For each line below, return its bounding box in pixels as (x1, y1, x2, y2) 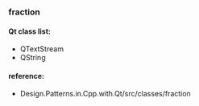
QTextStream (19, 44, 64, 54)
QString (19, 53, 46, 63)
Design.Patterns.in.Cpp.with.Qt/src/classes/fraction (19, 89, 191, 99)
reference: (8, 71, 44, 80)
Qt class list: (8, 26, 51, 36)
